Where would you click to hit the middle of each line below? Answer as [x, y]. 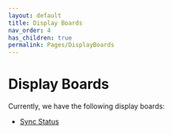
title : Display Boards [45, 23]
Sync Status [39, 122]
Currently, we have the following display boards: [87, 106]
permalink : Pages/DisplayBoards [61, 45]
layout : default [35, 15]
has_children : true [40, 38]
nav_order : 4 [30, 30]
